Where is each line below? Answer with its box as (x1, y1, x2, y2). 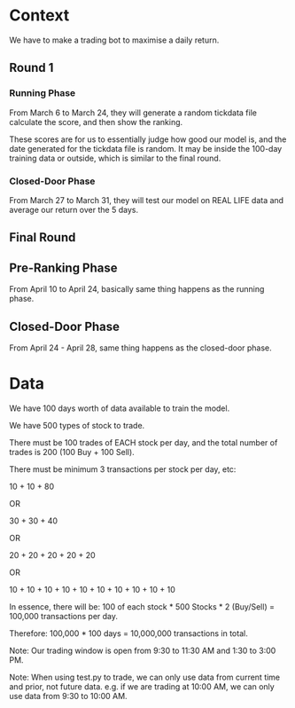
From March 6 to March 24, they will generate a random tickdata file (9, 107, 257, 118)
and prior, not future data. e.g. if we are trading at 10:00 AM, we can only (9, 680, 275, 692)
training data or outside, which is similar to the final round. (9, 153, 221, 163)
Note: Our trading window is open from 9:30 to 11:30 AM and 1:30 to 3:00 (9, 645, 276, 656)
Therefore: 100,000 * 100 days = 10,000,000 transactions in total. (9, 627, 248, 639)
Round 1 (9, 60, 54, 75)
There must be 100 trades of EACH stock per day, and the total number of (9, 437, 278, 448)
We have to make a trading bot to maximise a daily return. (9, 35, 220, 45)
